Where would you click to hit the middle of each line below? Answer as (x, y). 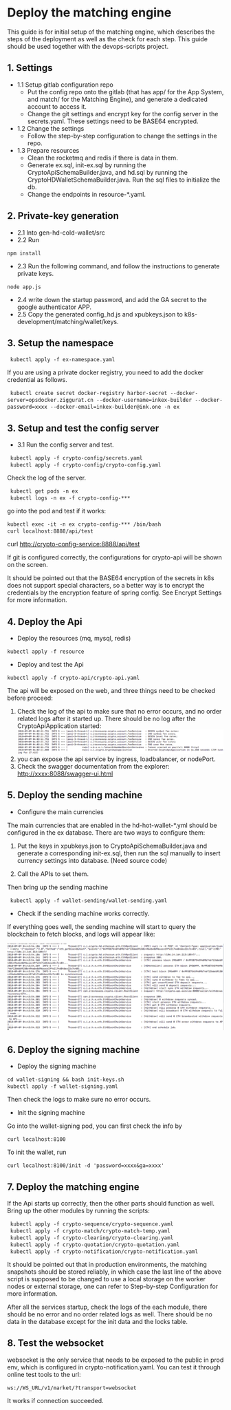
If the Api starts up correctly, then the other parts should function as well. (111, 1203)
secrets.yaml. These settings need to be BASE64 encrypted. (113, 121)
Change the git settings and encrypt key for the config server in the (123, 114)
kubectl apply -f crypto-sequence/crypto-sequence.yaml (92, 1224)
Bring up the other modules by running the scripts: (78, 1210)
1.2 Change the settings (51, 128)
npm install (24, 253)
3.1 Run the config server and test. (66, 445)
